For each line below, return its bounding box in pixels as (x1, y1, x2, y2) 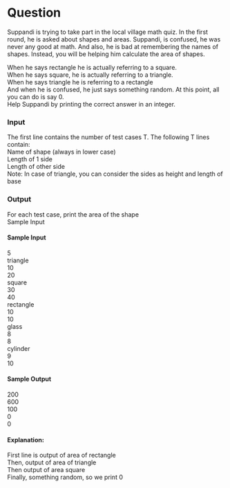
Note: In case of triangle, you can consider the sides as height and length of (7, 170, 223, 178)
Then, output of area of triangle (7, 458, 97, 467)
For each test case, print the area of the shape (7, 210, 140, 219)
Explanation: (7, 435, 45, 444)
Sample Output (7, 375, 52, 383)
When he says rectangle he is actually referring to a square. (7, 63, 178, 71)
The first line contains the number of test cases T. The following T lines (7, 133, 210, 141)
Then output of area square (7, 466, 86, 474)
